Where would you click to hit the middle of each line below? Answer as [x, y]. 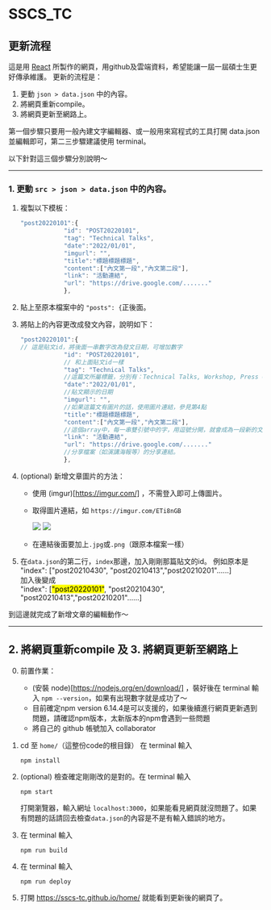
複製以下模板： [45, 208]
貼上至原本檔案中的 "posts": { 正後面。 [85, 307]
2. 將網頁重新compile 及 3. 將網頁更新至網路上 [123, 650]
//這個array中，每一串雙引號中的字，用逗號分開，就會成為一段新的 [160, 430]
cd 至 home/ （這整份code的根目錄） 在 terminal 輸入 [106, 745]
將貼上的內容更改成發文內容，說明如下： [87, 324]
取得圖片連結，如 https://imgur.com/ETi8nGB [106, 510]
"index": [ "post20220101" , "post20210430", [92, 589]
